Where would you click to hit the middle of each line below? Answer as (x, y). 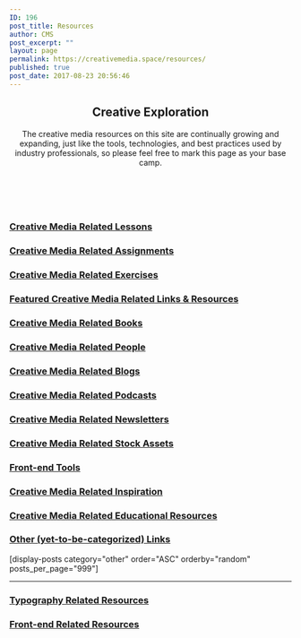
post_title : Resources (52, 26)
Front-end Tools (45, 467)
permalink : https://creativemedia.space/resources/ (107, 59)
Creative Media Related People (77, 348)
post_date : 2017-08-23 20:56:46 (69, 76)
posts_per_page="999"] (54, 568)
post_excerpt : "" (42, 43)
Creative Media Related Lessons (81, 227)
